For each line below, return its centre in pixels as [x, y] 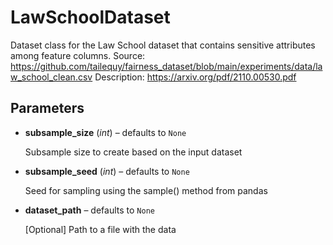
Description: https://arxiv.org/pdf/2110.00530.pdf [195, 77]
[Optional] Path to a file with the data [100, 229]
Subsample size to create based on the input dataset [133, 152]
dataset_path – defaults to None [89, 210]
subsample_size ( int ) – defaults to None [105, 132]
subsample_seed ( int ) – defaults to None [107, 171]
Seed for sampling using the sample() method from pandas [146, 190]
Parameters [47, 108]
